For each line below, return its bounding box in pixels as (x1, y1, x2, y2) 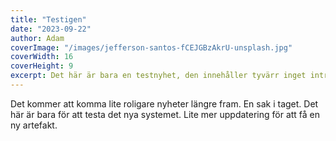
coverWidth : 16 (10, 52, 74, 62)
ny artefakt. (10, 119, 58, 131)
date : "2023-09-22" (10, 24, 92, 34)
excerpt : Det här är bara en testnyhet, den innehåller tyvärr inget (10, 71, 307, 81)
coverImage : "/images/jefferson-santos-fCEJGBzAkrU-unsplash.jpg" (10, 42, 293, 53)
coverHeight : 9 (10, 61, 74, 71)
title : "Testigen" (10, 14, 87, 25)
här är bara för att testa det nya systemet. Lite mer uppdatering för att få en (10, 108, 321, 120)
